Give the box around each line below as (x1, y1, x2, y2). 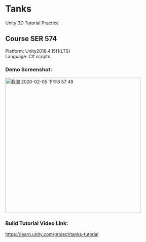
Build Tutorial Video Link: (5, 220, 68, 227)
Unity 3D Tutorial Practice (5, 20, 59, 26)
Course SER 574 (5, 34, 57, 43)
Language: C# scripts (5, 53, 51, 59)
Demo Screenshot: (5, 66, 52, 73)
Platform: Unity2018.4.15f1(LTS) (5, 48, 70, 54)
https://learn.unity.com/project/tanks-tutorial (5, 231, 99, 237)
